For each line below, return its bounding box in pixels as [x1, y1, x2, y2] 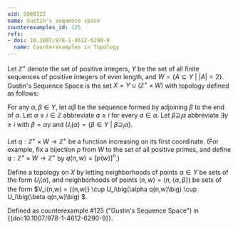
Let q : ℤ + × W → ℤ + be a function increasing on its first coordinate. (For [7, 136, 219, 146]
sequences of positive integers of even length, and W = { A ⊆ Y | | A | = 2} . [7, 72, 224, 81]
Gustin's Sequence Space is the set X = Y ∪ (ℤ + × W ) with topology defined [7, 80, 229, 90]
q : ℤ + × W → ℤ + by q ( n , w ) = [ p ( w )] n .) [7, 153, 120, 163]
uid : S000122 [7, 10, 46, 18]
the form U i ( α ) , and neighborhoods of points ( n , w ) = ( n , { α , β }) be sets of [7, 175, 222, 186]
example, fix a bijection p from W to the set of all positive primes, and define [7, 145, 232, 153]
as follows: [7, 89, 39, 98]
